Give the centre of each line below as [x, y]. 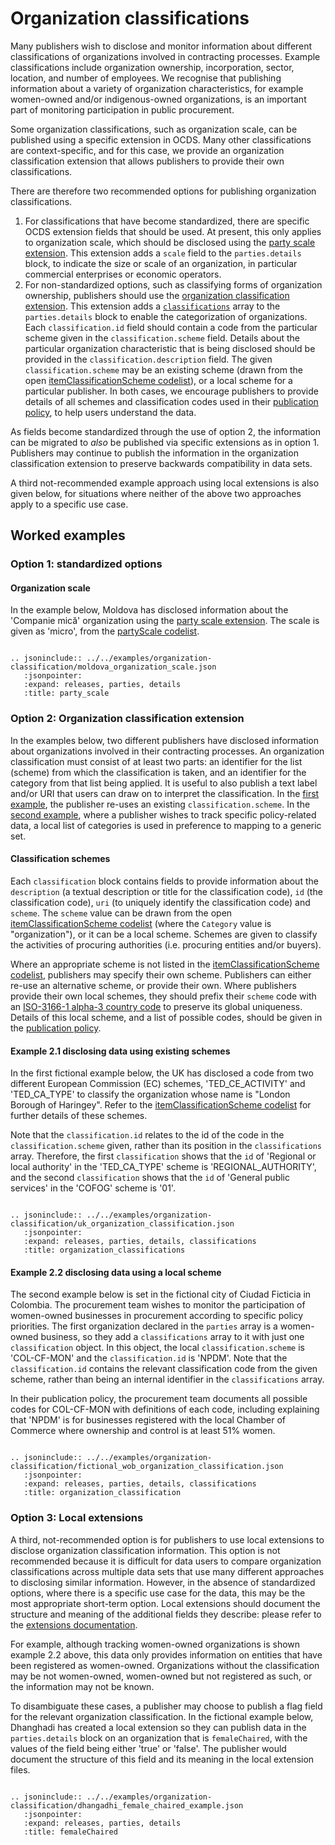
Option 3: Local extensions [77, 1518]
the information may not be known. [82, 1686]
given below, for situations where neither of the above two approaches [156, 493]
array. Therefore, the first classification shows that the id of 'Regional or [163, 1156]
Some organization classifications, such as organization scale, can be [154, 129]
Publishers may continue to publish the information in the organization [154, 453]
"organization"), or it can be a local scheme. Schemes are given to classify [164, 934]
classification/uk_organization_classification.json [122, 1224]
